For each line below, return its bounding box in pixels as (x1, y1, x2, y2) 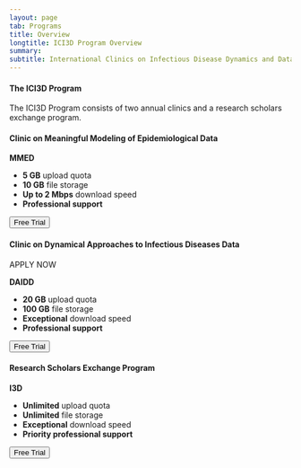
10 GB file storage (21, 180, 89, 190)
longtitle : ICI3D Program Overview (9, 38, 142, 48)
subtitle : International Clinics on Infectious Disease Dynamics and (9, 55, 275, 64)
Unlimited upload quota (21, 400, 110, 411)
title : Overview (9, 30, 70, 39)
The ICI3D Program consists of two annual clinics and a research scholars (9, 102, 282, 113)
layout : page (9, 13, 58, 22)
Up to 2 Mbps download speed (21, 190, 137, 200)
